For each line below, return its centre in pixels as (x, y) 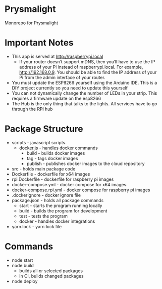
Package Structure (44, 129)
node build (23, 265)
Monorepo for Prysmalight (31, 23)
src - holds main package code (44, 168)
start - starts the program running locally (61, 206)
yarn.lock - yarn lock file (37, 226)
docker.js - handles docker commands (58, 148)
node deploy (25, 281)
